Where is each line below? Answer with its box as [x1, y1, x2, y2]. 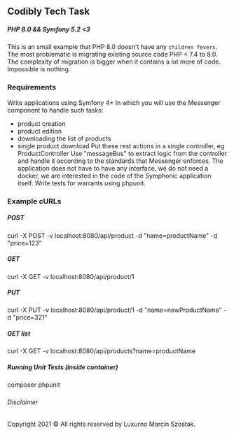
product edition [17, 127, 62, 135]
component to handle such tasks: [7, 106, 104, 114]
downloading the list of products [17, 134, 111, 143]
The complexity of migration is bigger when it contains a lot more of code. [7, 57, 221, 66]
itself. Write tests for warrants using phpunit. [17, 178, 146, 187]
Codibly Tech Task [7, 6, 90, 17]
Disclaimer [7, 398, 39, 406]
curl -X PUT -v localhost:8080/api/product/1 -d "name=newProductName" [7, 306, 222, 314]
